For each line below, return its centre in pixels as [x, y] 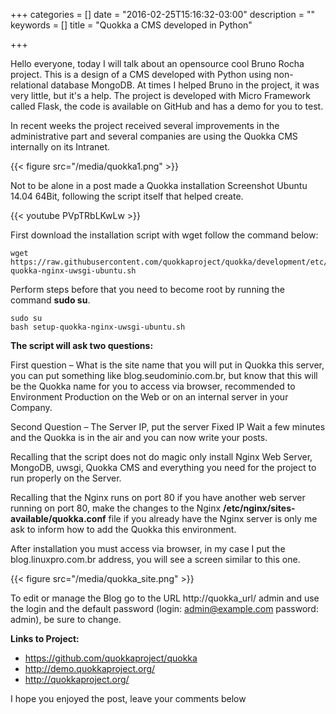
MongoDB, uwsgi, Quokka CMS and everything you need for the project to [163, 467]
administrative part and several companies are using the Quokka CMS [154, 136]
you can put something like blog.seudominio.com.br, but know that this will [164, 375]
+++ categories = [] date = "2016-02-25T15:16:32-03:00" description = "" [163, 14]
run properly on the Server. [66, 478]
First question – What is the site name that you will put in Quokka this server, [167, 365]
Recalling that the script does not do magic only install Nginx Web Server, [161, 457]
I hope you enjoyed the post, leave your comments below [128, 698]
